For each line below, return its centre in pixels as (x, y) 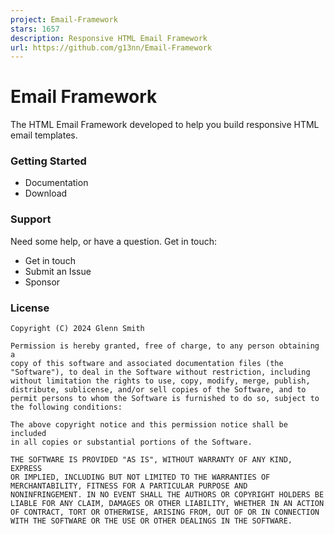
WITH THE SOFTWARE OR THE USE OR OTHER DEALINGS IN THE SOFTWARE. (151, 521)
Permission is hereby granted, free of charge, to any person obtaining (165, 346)
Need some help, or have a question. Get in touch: (114, 241)
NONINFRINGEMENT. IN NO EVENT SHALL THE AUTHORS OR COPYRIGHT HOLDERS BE (167, 495)
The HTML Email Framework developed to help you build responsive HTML (165, 125)
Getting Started (48, 161)
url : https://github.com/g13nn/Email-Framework (111, 47)
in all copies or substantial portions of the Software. (131, 442)
